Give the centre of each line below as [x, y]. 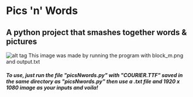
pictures [22, 41]
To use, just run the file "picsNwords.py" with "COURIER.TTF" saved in [94, 75]
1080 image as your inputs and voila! [52, 87]
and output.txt [23, 62]
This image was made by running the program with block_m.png [106, 56]
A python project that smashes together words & [96, 32]
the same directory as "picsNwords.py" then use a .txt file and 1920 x [93, 81]
